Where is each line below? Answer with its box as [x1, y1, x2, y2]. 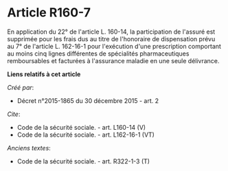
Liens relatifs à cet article [7, 70, 81, 78]
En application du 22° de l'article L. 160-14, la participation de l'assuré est [7, 27, 216, 36]
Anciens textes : [7, 144, 52, 152]
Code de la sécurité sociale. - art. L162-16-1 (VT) [16, 130, 155, 139]
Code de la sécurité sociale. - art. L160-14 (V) [16, 123, 146, 131]
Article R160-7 [7, 5, 91, 21]
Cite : [7, 110, 21, 118]
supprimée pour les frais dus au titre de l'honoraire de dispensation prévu [7, 34, 216, 43]
